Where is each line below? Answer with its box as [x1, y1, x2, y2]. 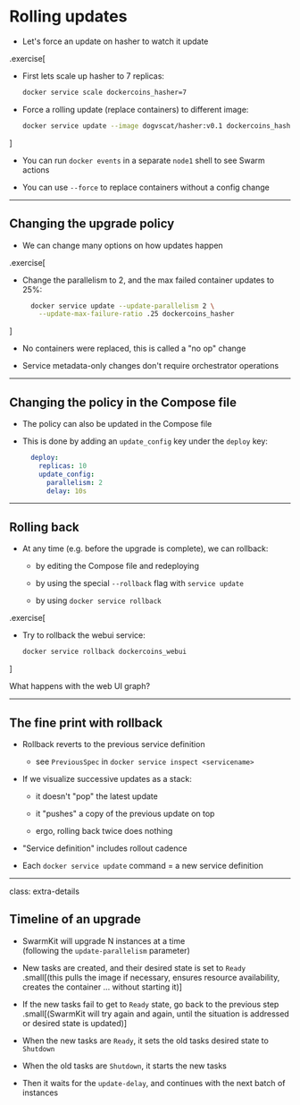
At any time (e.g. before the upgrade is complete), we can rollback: [21, 543, 269, 554]
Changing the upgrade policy [9, 217, 175, 232]
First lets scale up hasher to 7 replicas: [21, 70, 165, 81]
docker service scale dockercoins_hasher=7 [21, 88, 187, 97]
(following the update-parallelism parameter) [21, 945, 190, 956]
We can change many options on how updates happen [21, 240, 223, 251]
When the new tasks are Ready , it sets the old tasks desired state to [21, 1035, 270, 1046]
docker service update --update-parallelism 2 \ [30, 302, 215, 310]
